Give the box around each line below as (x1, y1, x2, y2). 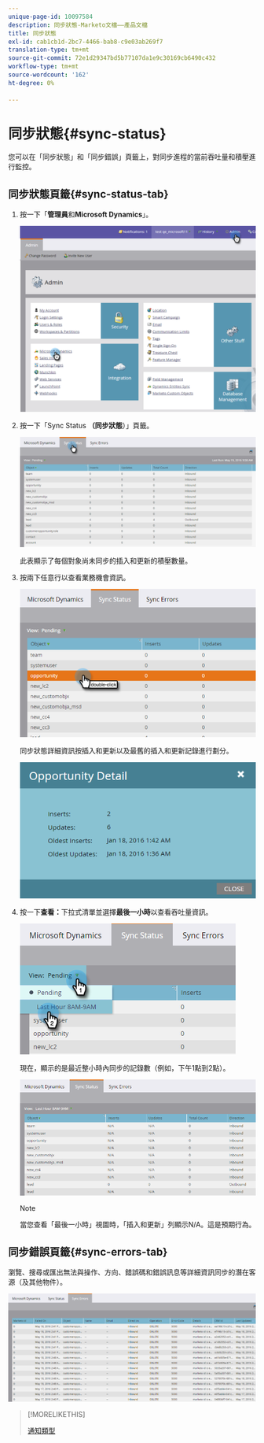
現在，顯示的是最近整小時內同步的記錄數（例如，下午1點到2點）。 (19, 1064, 230, 1073)
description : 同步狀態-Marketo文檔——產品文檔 (8, 20, 148, 29)
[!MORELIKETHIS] (27, 1409, 86, 1419)
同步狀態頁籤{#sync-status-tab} (8, 187, 169, 201)
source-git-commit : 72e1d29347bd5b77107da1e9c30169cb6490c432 (8, 54, 216, 62)
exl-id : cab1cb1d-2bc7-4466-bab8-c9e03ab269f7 (8, 38, 163, 46)
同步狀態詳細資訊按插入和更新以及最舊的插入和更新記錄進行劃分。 (19, 746, 233, 756)
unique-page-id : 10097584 (8, 13, 93, 20)
